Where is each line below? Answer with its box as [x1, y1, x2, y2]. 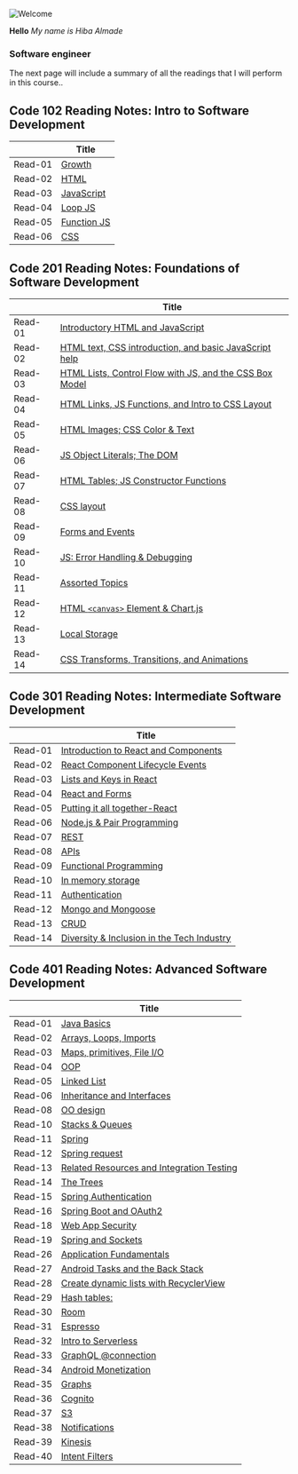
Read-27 [13, 1262, 53, 1274]
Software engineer [9, 47, 91, 59]
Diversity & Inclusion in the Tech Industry [60, 931, 231, 944]
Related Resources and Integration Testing [60, 1161, 238, 1174]
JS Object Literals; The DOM [59, 448, 179, 461]
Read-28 [13, 1277, 53, 1289]
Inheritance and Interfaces [60, 1089, 171, 1101]
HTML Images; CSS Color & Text [59, 423, 195, 435]
